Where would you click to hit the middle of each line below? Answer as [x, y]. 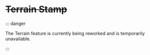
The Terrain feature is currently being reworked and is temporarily [75, 33]
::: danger [15, 23]
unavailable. [18, 39]
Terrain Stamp [36, 9]
